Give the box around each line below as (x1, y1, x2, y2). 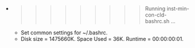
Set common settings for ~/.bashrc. (20, 29, 108, 36)
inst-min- (166, 5, 190, 12)
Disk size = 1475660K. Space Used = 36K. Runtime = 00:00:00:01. (20, 36, 184, 42)
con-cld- (144, 11, 167, 18)
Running (144, 5, 166, 12)
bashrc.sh (144, 18, 169, 24)
